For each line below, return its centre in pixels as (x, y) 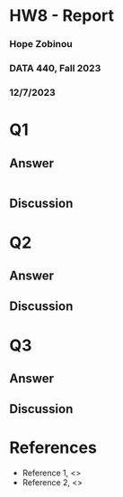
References (53, 448)
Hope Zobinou (41, 44)
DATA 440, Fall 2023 (55, 69)
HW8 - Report (62, 16)
